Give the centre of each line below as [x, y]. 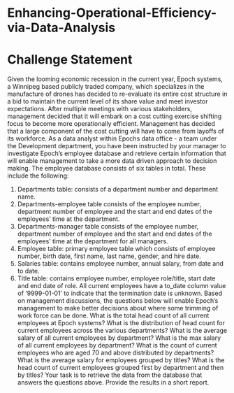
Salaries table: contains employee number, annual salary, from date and [120, 264]
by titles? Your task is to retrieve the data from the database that [110, 375]
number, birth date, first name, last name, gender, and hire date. [109, 256]
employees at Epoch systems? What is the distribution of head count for [121, 323]
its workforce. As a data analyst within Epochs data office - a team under [112, 138]
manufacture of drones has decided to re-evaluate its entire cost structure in [117, 94]
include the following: [38, 176]
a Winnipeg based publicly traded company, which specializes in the [106, 87]
